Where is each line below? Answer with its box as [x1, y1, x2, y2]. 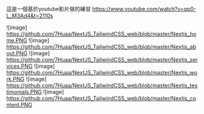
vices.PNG [6, 62, 33, 70]
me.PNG [6, 37, 27, 44]
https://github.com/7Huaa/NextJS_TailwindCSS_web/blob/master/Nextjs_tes [6, 82, 198, 89]
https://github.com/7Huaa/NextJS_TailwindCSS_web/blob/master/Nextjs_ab [6, 43, 197, 50]
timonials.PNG [6, 89, 42, 95]
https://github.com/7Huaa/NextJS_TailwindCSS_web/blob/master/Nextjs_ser [6, 56, 198, 63]
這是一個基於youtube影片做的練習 [6, 5, 91, 12]
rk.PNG [6, 75, 25, 82]
